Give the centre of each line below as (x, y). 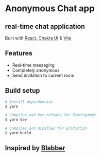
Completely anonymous (36, 70)
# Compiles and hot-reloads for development (51, 115)
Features (19, 53)
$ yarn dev (16, 120)
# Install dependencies (29, 102)
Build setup (23, 91)
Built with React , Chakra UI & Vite (38, 38)
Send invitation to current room (43, 75)
